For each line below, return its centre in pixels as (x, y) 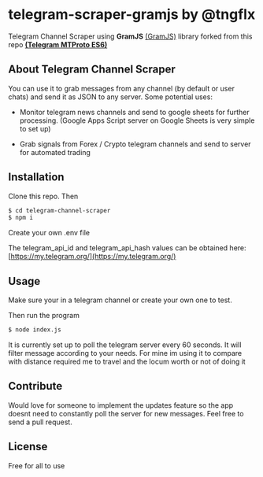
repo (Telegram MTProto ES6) (58, 44)
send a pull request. (40, 422)
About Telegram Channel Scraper (92, 70)
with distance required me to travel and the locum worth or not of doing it (127, 361)
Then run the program (44, 316)
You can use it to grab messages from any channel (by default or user (121, 88)
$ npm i (21, 218)
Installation (36, 177)
